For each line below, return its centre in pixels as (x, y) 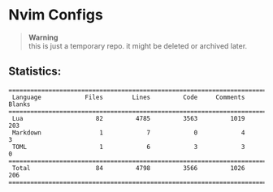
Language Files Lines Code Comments (128, 97)
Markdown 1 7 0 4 (128, 132)
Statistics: (35, 72)
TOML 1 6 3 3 (128, 147)
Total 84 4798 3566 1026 (128, 168)
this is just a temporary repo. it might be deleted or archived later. (138, 45)
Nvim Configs (56, 15)
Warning (43, 37)
